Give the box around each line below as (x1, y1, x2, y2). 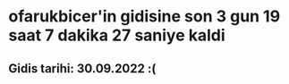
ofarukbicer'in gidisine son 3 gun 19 (8, 6, 281, 27)
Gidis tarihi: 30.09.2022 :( (8, 61, 157, 76)
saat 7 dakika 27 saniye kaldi (8, 25, 225, 46)
